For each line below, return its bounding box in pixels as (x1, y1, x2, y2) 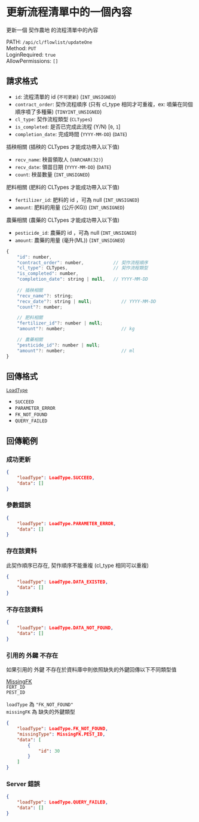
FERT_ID (6, 685, 26, 691)
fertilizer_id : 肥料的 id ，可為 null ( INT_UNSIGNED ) (14, 196, 140, 203)
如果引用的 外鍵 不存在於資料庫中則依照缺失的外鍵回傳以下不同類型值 (6, 666, 177, 673)
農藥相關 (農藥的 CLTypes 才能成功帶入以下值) (6, 216, 120, 223)
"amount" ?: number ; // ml (17, 348, 135, 354)
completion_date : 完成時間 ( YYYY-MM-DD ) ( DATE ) (14, 130, 127, 137)
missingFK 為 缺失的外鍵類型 (6, 708, 76, 716)
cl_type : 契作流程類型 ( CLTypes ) (14, 115, 93, 122)
